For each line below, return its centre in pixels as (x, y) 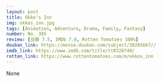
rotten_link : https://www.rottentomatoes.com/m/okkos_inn (80, 56)
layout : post (22, 12)
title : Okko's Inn (29, 17)
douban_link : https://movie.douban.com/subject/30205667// (81, 45)
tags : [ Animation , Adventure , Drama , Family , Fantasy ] (76, 28)
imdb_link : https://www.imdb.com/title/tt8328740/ (71, 51)
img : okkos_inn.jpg (30, 23)
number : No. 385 (26, 34)
